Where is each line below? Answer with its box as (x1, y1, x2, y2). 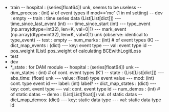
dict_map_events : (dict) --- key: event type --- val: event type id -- (10, 42, 152, 48)
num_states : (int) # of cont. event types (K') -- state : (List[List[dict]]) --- (10, 70, 164, 76)
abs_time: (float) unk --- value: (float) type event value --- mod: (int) (10, 75, 155, 81)
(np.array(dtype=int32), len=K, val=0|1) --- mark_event (10, 26, 126, 32)
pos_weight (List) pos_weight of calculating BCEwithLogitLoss (10, 48, 141, 54)
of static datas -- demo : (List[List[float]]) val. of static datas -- (10, 92, 142, 97)
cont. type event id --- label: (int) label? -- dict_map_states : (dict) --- (10, 80, 157, 86)
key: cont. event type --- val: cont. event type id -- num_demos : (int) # (10, 86, 160, 92)
